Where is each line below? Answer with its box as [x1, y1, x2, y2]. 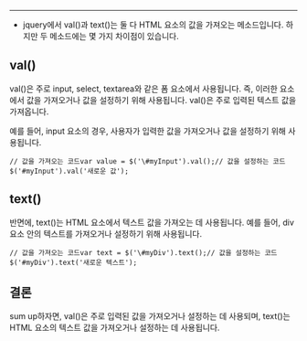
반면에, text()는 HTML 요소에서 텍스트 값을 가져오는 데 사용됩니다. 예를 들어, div [9, 217, 295, 228]
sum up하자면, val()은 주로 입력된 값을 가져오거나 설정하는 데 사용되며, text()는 [9, 311, 291, 322]
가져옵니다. [9, 106, 49, 117]
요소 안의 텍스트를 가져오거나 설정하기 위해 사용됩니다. [9, 228, 203, 239]
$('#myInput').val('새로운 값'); [9, 166, 130, 176]
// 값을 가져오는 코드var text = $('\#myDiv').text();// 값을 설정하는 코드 [9, 248, 278, 257]
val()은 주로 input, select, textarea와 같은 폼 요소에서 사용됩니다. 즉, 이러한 [9, 83, 279, 94]
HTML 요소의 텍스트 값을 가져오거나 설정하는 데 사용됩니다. [9, 322, 220, 334]
